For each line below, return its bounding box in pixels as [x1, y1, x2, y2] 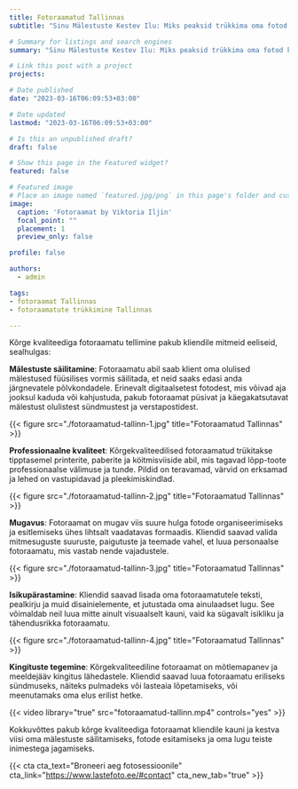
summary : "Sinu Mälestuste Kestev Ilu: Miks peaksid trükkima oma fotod [9, 45, 284, 54]
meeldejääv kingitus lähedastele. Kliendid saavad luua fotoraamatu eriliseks [9, 671, 286, 682]
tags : [9, 288, 29, 297]
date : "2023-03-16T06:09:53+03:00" [9, 94, 141, 103]
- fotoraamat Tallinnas [9, 296, 98, 306]
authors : [9, 264, 42, 273]
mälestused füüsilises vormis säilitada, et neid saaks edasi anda [9, 374, 242, 384]
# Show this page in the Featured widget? [9, 159, 169, 168]
